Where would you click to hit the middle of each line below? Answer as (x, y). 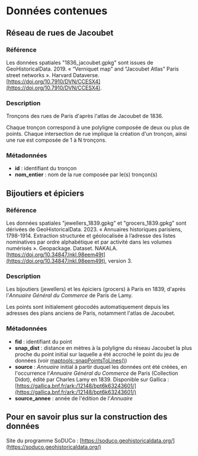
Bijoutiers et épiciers (45, 193)
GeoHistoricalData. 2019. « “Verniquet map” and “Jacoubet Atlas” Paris (92, 69)
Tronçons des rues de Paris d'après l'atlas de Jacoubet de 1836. (85, 116)
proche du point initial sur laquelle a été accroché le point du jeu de (97, 354)
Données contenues (57, 11)
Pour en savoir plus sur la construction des (87, 417)
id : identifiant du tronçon (46, 168)
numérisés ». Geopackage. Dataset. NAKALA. (62, 248)
